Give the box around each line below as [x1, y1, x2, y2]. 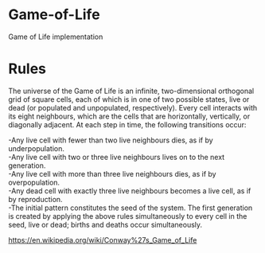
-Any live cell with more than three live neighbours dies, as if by [8, 169, 216, 178]
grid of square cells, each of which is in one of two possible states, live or [8, 94, 250, 104]
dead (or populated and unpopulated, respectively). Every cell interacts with [8, 103, 258, 112]
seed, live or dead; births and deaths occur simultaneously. [8, 220, 203, 229]
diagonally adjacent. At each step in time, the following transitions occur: [8, 119, 247, 129]
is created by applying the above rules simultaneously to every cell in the [8, 211, 247, 220]
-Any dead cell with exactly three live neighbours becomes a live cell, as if [8, 185, 251, 196]
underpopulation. [8, 143, 65, 153]
